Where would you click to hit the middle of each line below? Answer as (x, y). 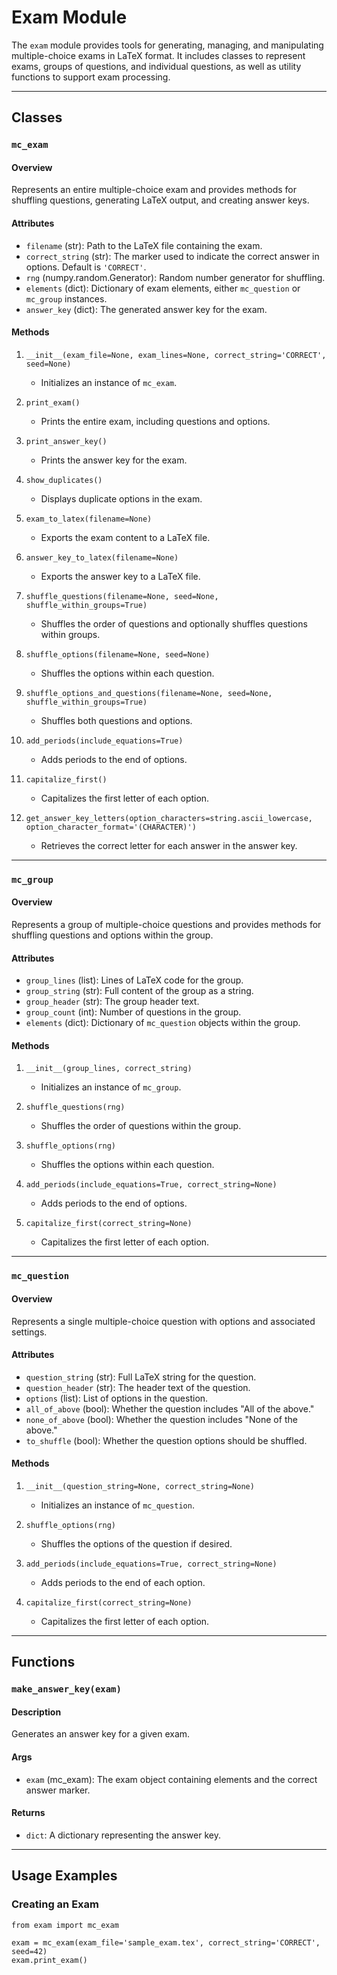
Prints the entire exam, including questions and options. (155, 421)
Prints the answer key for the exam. (114, 460)
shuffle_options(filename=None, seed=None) (118, 654)
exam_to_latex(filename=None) (89, 519)
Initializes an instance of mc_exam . (109, 382)
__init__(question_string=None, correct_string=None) (140, 1486)
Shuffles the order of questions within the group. (141, 1126)
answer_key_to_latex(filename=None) (102, 557)
